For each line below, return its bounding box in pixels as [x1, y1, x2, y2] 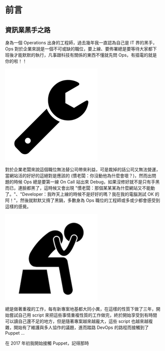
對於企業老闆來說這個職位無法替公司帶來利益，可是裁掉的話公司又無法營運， [5, 166, 161, 172]
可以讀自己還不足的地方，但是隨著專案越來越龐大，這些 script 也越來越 [5, 318, 149, 324]
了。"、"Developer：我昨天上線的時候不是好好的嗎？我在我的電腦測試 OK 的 [5, 191, 160, 197]
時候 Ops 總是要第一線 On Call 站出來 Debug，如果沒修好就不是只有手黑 [13, 179, 160, 185]
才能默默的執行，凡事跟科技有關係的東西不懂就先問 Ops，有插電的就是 [13, 52, 157, 58]
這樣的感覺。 [5, 203, 31, 209]
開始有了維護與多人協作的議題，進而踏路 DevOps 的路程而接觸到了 [13, 324, 149, 330]
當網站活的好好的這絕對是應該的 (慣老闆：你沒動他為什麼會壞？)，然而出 [5, 173, 152, 178]
